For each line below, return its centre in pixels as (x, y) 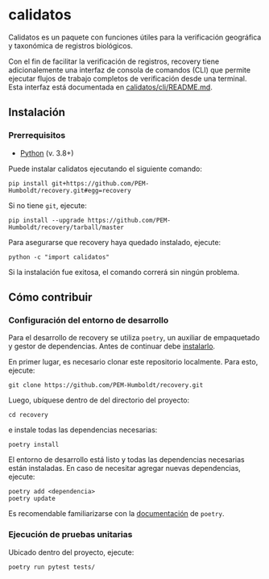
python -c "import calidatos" (59, 257)
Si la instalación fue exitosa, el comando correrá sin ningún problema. (124, 272)
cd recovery (28, 415)
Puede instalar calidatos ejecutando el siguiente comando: (106, 169)
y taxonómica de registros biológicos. (70, 45)
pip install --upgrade (46, 220)
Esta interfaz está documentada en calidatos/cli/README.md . (111, 87)
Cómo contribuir (50, 297)
